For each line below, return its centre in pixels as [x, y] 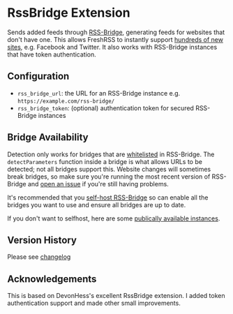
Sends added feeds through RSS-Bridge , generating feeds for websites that [116, 32]
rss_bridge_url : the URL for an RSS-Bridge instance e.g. [99, 93]
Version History [42, 240]
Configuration [38, 76]
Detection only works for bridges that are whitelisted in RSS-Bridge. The [111, 154]
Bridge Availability [48, 137]
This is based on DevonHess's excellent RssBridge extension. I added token [116, 296]
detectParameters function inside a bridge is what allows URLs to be [105, 161]
